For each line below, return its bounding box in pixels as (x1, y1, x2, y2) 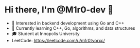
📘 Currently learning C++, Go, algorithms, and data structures (11, 25, 136, 31)
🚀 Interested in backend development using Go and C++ (11, 20, 124, 26)
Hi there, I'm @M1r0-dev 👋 (4, 4, 114, 15)
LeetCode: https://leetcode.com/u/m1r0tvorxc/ (11, 37, 105, 43)
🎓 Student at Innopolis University (11, 31, 80, 36)
